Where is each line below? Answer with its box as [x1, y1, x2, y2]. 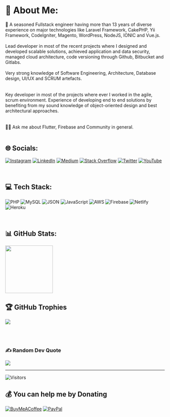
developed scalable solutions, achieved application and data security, [5, 48, 150, 54]
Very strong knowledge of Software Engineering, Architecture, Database [5, 70, 156, 76]
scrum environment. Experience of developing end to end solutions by [5, 97, 152, 103]
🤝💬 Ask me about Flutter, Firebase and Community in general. [5, 124, 134, 130]
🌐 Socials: [5, 144, 38, 153]
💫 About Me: [5, 5, 59, 16]
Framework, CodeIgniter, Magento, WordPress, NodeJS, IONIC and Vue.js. [5, 32, 160, 38]
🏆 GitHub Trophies [5, 303, 67, 311]
